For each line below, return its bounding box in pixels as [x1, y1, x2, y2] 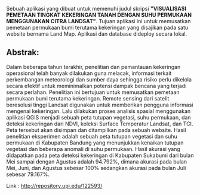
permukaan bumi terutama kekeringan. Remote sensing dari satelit [6, 95, 170, 102]
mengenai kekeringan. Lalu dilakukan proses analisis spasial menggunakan [6, 107, 191, 115]
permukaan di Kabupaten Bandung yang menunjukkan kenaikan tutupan [6, 139, 184, 146]
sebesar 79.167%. [6, 171, 50, 178]
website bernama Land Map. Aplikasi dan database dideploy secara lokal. [6, 30, 187, 37]
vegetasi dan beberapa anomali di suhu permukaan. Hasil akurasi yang [6, 145, 180, 152]
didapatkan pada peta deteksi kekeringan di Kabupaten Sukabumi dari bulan [6, 152, 194, 159]
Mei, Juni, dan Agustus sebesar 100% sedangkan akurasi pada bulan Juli [6, 164, 186, 171]
